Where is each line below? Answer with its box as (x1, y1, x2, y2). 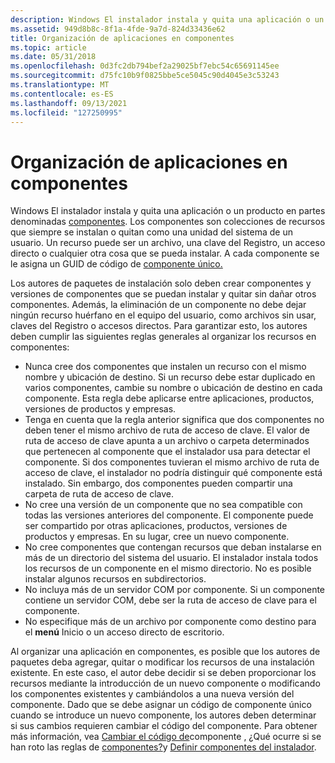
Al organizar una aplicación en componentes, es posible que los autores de (10, 646, 321, 658)
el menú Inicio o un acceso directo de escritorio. (24, 626, 225, 638)
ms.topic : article (10, 42, 87, 53)
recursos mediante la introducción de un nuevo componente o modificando (10, 677, 321, 690)
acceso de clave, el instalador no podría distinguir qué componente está (24, 467, 323, 479)
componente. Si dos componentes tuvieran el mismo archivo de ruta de (24, 456, 320, 468)
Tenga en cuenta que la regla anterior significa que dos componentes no (24, 414, 325, 426)
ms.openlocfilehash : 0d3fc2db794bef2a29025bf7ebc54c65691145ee (10, 61, 280, 71)
